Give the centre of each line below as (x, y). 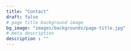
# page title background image (45, 22)
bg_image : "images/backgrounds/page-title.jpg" (66, 28)
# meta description (30, 33)
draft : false (22, 17)
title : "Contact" (28, 11)
